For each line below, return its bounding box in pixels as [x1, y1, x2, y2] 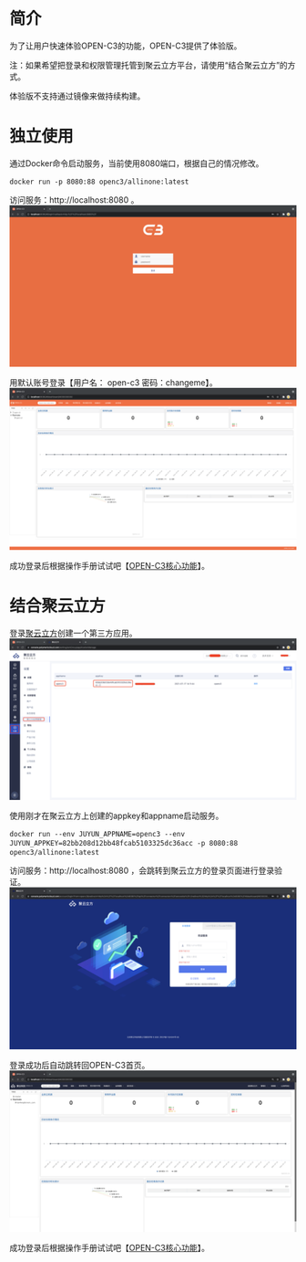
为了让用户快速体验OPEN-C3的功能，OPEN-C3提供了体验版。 [9, 40, 242, 51]
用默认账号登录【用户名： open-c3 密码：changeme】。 [9, 377, 218, 388]
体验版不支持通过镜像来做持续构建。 [9, 90, 146, 101]
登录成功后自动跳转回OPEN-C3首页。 [9, 1059, 150, 1070]
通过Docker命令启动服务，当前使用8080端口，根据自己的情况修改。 [9, 157, 264, 169]
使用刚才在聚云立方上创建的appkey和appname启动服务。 [9, 810, 224, 822]
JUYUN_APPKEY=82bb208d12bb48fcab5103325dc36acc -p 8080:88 [9, 839, 239, 848]
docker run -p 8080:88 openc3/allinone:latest [9, 177, 189, 186]
